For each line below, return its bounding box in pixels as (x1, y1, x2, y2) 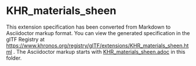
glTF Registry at (6, 36, 45, 43)
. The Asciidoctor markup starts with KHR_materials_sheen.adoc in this (13, 48, 186, 55)
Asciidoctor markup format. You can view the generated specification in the (6, 29, 190, 36)
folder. (6, 54, 22, 61)
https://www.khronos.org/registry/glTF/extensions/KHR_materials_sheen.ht (6, 42, 189, 49)
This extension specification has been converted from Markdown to (6, 23, 171, 30)
